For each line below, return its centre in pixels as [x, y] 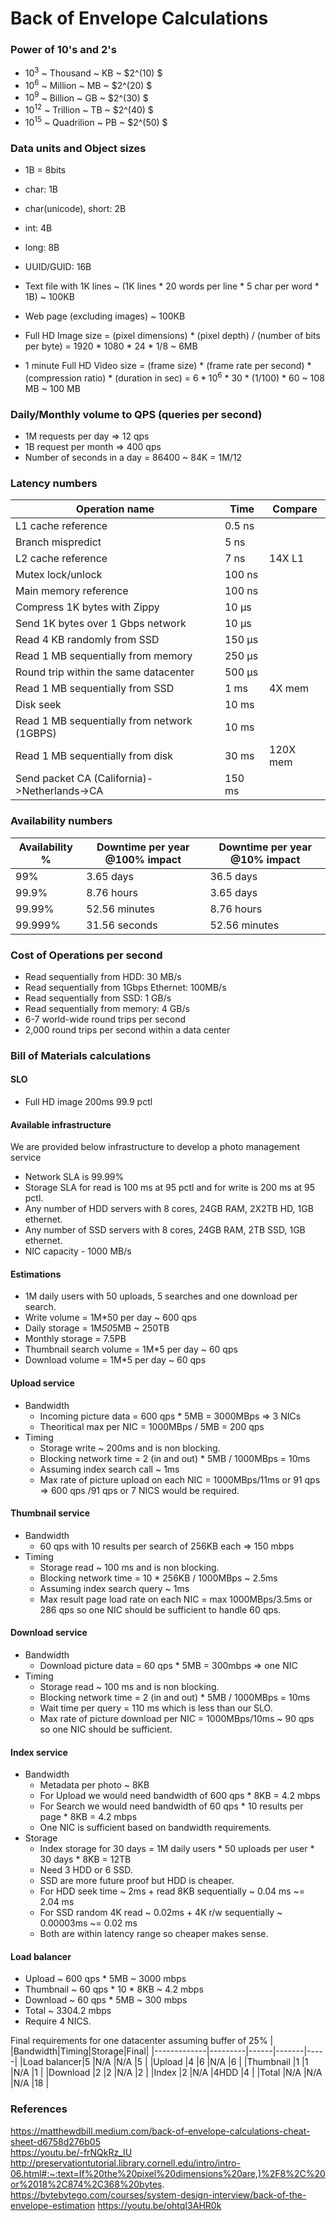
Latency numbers [54, 483]
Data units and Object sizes [78, 148]
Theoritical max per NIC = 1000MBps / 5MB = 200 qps [152, 1426]
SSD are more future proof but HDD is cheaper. [137, 1881]
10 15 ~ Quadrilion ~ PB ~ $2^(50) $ [96, 121]
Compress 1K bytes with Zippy [87, 607]
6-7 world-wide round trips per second [105, 1019]
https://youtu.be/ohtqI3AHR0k [159, 2205]
